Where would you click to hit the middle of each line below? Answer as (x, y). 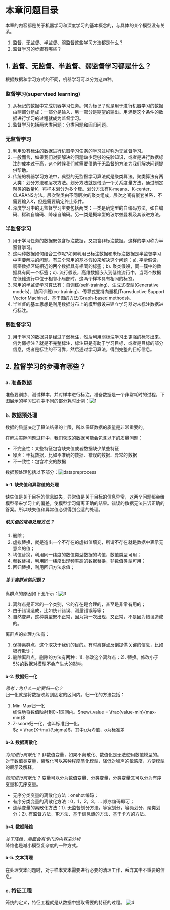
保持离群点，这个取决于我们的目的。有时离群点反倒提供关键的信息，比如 (88, 645)
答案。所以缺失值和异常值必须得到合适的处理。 (54, 510)
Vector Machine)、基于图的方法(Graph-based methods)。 (73, 298)
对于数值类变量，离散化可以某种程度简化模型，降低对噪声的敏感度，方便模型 (85, 761)
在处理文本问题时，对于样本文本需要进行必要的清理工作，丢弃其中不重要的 (83, 870)
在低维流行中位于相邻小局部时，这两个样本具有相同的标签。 (75, 278)
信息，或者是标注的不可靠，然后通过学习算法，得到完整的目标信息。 (83, 349)
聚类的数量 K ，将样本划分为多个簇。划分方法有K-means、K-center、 (83, 189)
